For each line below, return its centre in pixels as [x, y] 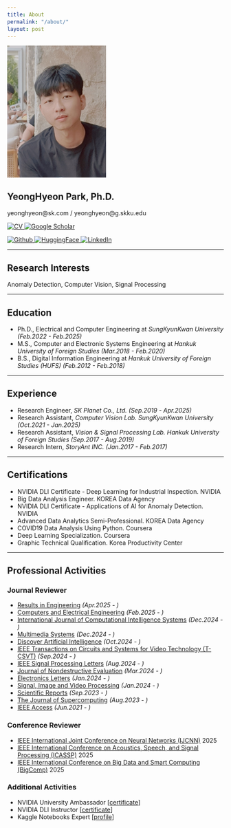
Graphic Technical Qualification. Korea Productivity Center [100, 543]
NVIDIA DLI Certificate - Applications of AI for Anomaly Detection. [110, 506]
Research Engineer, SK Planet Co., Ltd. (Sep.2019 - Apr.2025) [104, 410]
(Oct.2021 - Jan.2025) [49, 425]
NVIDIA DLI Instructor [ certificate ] [65, 809]
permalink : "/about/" [38, 22]
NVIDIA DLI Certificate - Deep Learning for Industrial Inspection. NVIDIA [119, 491]
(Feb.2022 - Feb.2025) [49, 336]
